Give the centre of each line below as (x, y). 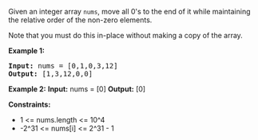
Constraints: (30, 104)
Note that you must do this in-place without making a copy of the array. (126, 35)
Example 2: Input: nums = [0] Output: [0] (77, 89)
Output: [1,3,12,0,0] (51, 74)
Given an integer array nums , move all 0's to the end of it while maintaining (129, 12)
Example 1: (27, 51)
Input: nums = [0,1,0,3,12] (63, 66)
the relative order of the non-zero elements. (80, 20)
